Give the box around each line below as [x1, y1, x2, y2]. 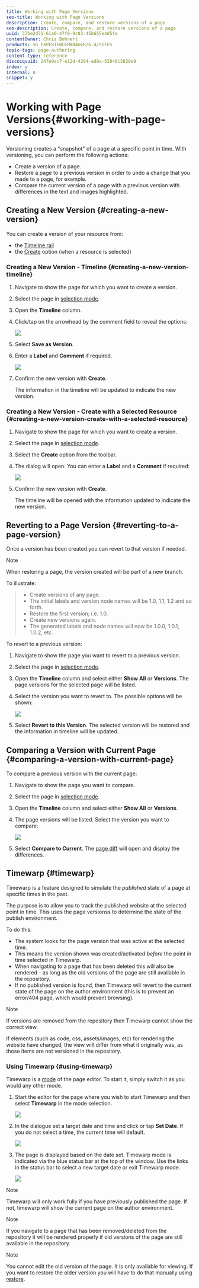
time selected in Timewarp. [14, 956, 81, 963]
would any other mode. [6, 1082, 63, 1089]
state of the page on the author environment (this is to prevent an [14, 987, 174, 995]
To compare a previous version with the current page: [6, 770, 137, 777]
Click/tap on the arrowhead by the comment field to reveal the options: [14, 318, 188, 325]
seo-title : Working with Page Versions [6, 14, 105, 20]
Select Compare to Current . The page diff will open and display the [14, 845, 179, 852]
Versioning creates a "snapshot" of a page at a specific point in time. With [6, 145, 187, 152]
